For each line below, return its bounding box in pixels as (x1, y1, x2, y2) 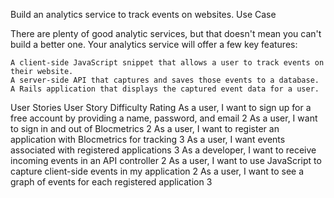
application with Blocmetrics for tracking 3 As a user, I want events (10, 134, 286, 145)
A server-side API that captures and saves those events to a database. (10, 75, 320, 85)
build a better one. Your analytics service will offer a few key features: (10, 39, 298, 50)
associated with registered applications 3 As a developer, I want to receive (10, 144, 317, 156)
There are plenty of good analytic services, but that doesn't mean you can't (10, 28, 322, 39)
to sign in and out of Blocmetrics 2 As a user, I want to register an (10, 123, 280, 134)
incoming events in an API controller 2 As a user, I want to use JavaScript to (10, 155, 322, 166)
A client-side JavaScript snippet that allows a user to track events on (10, 58, 325, 68)
